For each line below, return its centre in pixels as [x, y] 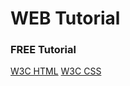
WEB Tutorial [65, 18]
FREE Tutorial [43, 50]
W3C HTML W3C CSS [56, 71]
